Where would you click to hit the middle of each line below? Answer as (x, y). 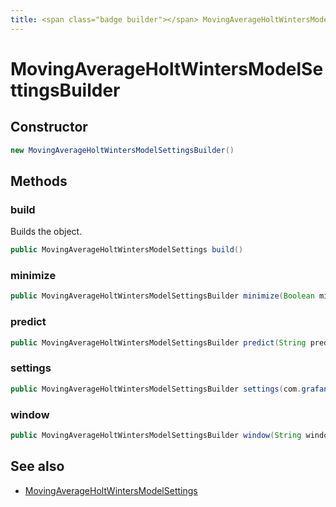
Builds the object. (46, 232)
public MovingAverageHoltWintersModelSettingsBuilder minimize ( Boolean (162, 296)
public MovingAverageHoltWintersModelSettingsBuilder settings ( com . (156, 389)
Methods (39, 181)
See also (37, 466)
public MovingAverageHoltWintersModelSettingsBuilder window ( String (156, 435)
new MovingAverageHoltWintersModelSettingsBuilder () (122, 150)
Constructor (49, 127)
